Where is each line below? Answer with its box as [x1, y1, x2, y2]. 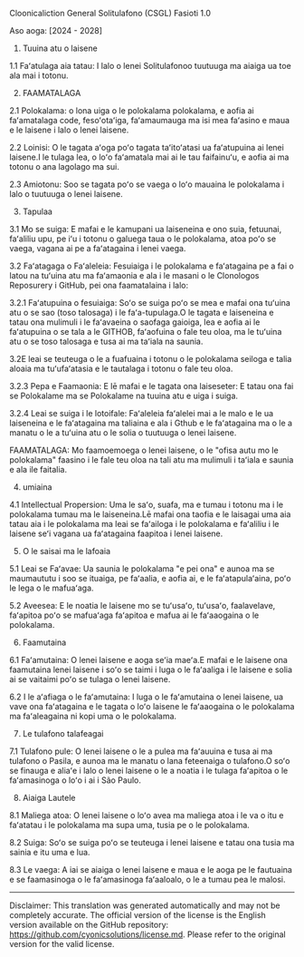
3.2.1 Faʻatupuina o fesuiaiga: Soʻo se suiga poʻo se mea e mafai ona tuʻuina [9, 298, 291, 308]
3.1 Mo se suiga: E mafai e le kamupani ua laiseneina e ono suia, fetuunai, [9, 224, 282, 234]
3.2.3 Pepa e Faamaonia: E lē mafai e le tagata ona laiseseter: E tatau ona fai [9, 381, 294, 391]
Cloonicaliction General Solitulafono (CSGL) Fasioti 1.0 [9, 8, 211, 18]
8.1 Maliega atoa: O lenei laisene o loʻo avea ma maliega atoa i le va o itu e [9, 810, 284, 820]
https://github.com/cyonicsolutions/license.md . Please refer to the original [9, 929, 287, 940]
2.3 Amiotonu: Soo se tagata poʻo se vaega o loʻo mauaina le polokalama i [9, 179, 285, 190]
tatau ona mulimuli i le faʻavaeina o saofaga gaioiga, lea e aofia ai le [9, 317, 261, 327]
